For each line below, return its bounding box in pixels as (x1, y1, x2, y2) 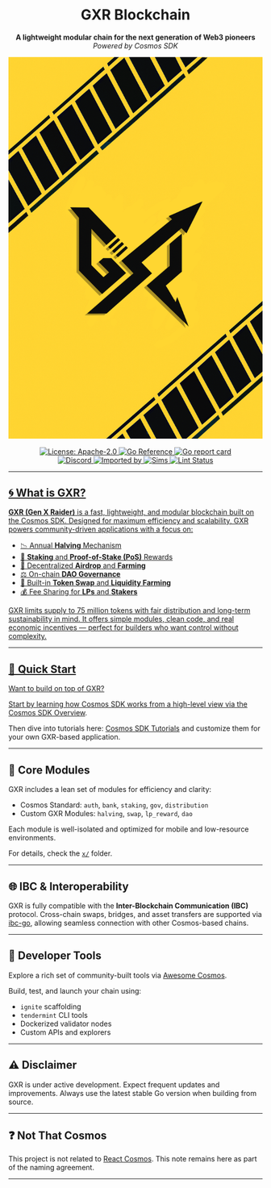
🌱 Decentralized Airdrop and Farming (19, 561, 147, 570)
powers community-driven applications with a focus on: (8, 524, 194, 534)
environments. (8, 833, 56, 843)
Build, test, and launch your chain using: (8, 986, 142, 995)
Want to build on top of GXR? (8, 684, 105, 694)
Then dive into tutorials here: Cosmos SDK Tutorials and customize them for (8, 723, 261, 733)
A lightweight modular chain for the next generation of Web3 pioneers (15, 32, 256, 42)
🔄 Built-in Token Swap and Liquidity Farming (19, 578, 172, 588)
